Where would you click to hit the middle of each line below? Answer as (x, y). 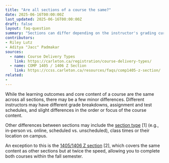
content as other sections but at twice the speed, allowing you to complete (82, 150)
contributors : (20, 38)
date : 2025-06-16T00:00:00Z (35, 15)
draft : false (19, 24)
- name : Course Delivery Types (43, 56)
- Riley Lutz (19, 43)
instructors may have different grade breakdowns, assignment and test (79, 105)
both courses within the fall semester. (44, 156)
